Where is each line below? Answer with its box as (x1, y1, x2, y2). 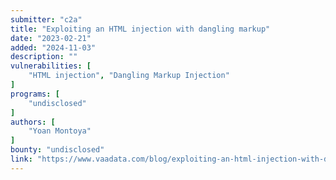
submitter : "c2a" (10, 14, 83, 25)
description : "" (10, 52, 78, 62)
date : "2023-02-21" (10, 33, 92, 43)
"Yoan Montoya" (28, 126, 92, 136)
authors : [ (10, 117, 56, 127)
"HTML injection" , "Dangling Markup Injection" (28, 71, 230, 81)
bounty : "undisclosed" (10, 145, 105, 155)
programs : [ (10, 89, 60, 99)
